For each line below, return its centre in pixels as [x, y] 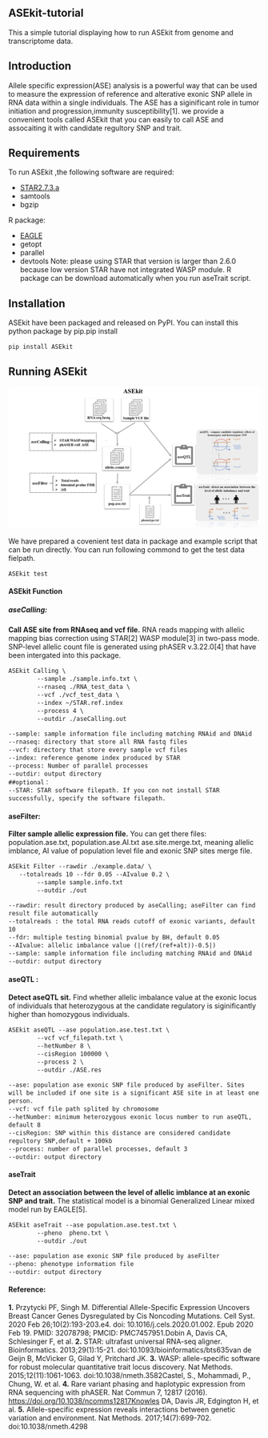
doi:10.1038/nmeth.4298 [48, 1426]
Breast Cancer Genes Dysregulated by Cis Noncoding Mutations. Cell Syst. [132, 1316]
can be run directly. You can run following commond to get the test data [127, 549]
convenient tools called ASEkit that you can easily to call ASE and [116, 119]
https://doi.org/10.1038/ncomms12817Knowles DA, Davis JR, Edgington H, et [134, 1400]
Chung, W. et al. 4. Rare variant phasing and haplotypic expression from [127, 1384]
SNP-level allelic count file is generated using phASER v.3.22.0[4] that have [132, 647]
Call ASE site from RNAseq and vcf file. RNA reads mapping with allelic [127, 630]
